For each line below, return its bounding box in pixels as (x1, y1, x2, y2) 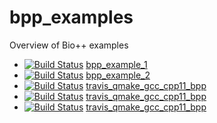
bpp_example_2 (85, 69, 151, 81)
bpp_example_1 (85, 58, 148, 70)
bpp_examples (9, 6, 134, 29)
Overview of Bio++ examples (9, 39, 129, 51)
